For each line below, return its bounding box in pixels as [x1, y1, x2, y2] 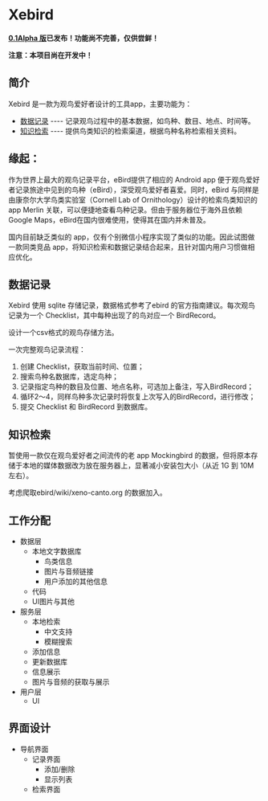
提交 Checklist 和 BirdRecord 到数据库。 [19, 402, 152, 411]
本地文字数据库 [31, 546, 82, 556]
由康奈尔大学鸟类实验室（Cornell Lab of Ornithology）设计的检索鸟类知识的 [8, 194, 258, 204]
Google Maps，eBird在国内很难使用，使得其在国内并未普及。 [8, 215, 211, 224]
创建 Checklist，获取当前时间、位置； [19, 362, 144, 371]
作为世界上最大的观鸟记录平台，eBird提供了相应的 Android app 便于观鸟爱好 [8, 174, 261, 184]
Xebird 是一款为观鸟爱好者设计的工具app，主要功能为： [8, 99, 193, 108]
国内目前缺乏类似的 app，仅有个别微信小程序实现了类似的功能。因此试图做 [8, 231, 255, 242]
